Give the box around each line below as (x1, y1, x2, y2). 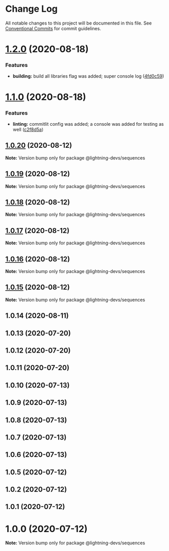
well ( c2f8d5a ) (12, 126, 44, 132)
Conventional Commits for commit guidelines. (5, 25, 101, 31)
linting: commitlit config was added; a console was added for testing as (12, 121, 164, 127)
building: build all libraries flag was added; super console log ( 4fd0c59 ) (12, 73, 164, 79)
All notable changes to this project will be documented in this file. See (5, 20, 152, 26)
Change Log (5, 3, 58, 15)
